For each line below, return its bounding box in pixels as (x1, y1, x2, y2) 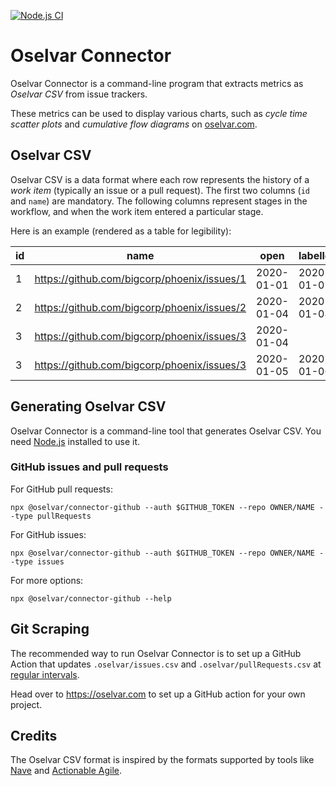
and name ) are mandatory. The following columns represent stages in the (10, 195, 308, 207)
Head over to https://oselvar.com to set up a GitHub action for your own (10, 688, 306, 700)
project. (10, 698, 43, 710)
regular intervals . (10, 668, 80, 680)
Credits (10, 728, 58, 745)
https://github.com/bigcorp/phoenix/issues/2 (34, 300, 247, 314)
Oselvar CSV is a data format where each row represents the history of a (10, 173, 310, 185)
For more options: (10, 574, 84, 586)
